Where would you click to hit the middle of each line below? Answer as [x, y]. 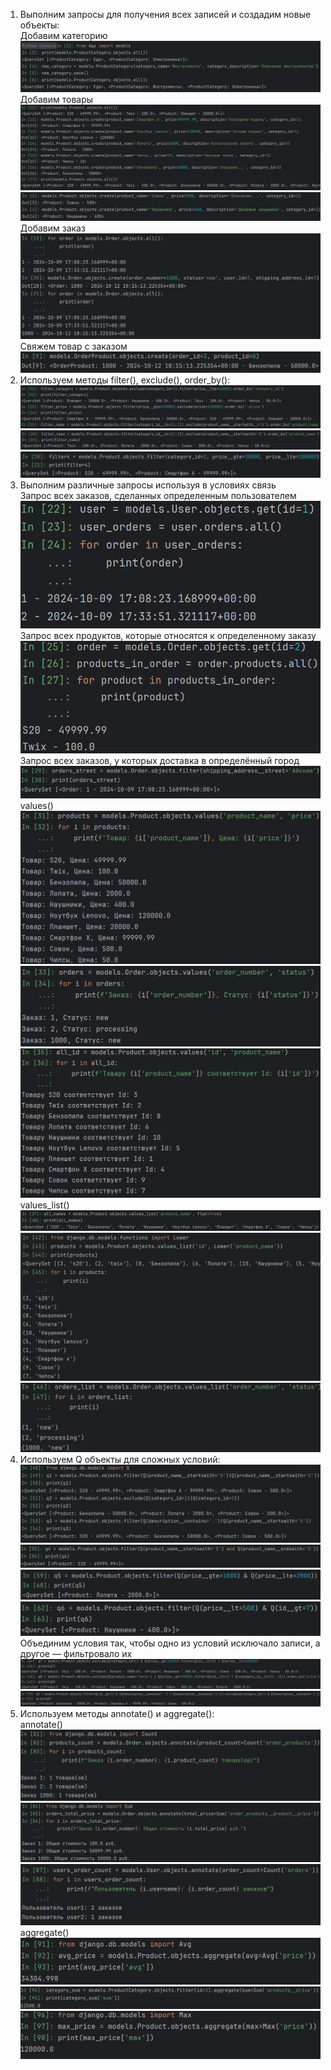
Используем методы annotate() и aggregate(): [117, 1713]
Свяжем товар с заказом [73, 346]
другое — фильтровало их [76, 1653]
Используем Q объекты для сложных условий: [120, 1460]
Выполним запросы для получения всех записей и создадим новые [165, 14]
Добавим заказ [52, 228]
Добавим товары [56, 99]
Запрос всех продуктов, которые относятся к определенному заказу [168, 636]
